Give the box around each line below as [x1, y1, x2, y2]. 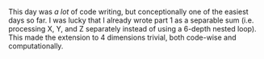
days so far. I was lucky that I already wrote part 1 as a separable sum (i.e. [8, 15, 254, 25]
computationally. [8, 41, 64, 51]
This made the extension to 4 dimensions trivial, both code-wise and [8, 32, 237, 42]
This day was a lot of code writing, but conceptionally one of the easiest [8, 7, 249, 16]
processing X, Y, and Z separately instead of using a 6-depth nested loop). [8, 24, 257, 33]
